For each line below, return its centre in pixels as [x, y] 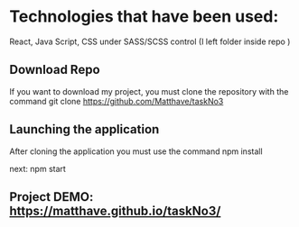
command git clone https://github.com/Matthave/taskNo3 [117, 101]
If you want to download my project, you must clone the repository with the [149, 91]
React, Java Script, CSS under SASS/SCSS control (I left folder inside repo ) [150, 41]
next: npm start [37, 168]
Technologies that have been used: [144, 17]
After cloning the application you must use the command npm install [136, 151]
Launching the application [84, 129]
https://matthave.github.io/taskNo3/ [115, 210]
